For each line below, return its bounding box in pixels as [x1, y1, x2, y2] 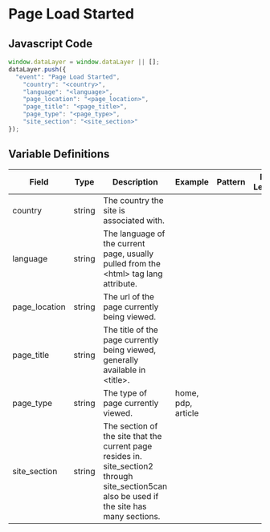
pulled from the [103, 258, 161, 269]
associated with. [103, 214, 165, 225]
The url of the [103, 290, 154, 302]
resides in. [103, 450, 142, 461]
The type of [103, 387, 147, 398]
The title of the [103, 324, 158, 335]
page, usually [103, 248, 154, 259]
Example [175, 176, 209, 187]
